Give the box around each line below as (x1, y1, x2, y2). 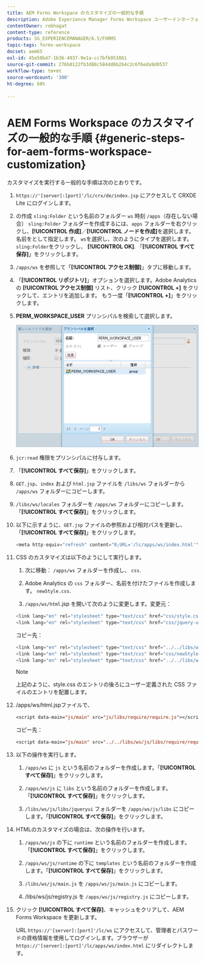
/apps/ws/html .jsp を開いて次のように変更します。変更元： (24, 600, 172, 608)
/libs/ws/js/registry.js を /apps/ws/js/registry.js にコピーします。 (24, 893, 192, 900)
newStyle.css (36, 588, 70, 595)
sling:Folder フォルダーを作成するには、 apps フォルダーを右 (27, 220, 182, 227)
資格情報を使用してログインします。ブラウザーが (26, 935, 148, 942)
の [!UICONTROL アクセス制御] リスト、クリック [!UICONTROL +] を (15, 284, 188, 291)
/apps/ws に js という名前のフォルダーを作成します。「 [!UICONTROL (24, 764, 196, 771)
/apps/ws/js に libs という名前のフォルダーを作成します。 (24, 785, 172, 792)
